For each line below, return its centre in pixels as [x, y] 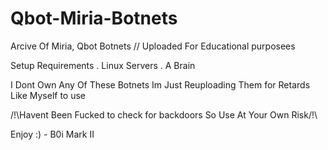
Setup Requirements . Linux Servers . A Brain [103, 65]
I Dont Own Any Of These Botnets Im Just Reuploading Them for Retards [160, 84]
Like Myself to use [48, 95]
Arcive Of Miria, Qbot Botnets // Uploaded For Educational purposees [153, 46]
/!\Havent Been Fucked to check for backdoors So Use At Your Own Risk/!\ [164, 114]
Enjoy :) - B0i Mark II [52, 134]
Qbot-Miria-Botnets [94, 18]
